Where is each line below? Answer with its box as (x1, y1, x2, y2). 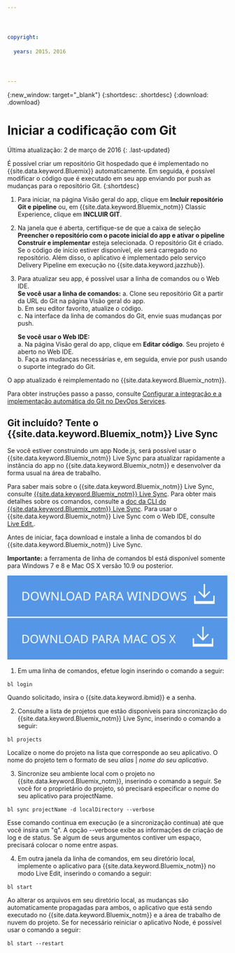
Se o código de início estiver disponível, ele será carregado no (17, 246, 198, 254)
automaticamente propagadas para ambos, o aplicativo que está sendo (7, 903, 213, 912)
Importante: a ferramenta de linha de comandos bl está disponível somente (7, 554, 226, 563)
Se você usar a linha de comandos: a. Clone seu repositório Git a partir (17, 289, 224, 298)
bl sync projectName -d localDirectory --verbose (7, 806, 155, 813)
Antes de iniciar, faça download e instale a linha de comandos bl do (7, 533, 201, 542)
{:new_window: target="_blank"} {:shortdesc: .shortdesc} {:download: (7, 90, 208, 99)
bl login (7, 681, 33, 688)
